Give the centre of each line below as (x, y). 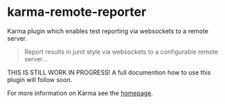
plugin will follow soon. (40, 79)
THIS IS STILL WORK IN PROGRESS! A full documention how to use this (109, 72)
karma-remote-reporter (77, 12)
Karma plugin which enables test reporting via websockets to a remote (108, 31)
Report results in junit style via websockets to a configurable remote (121, 52)
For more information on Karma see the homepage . (80, 93)
